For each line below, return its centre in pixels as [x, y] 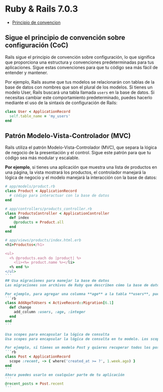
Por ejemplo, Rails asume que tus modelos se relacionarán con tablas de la [80, 82]
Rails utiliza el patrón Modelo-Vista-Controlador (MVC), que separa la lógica [81, 147]
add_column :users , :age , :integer [50, 312]
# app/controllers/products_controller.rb [49, 209]
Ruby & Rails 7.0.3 [42, 9]
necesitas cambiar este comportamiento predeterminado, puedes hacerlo [79, 97]
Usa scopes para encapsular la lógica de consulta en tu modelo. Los [77, 339]
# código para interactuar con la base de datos [59, 196]
